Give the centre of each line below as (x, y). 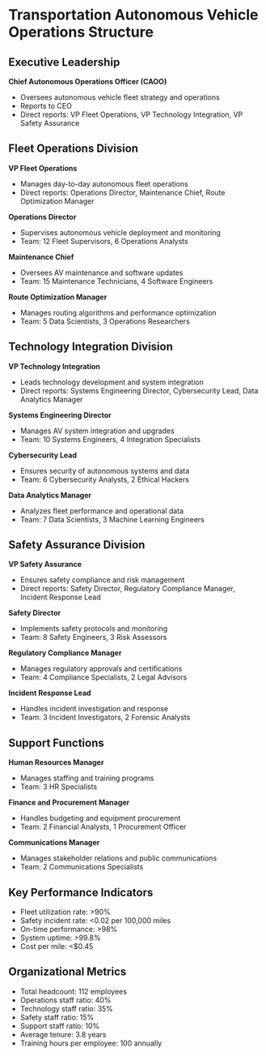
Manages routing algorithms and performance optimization (118, 312)
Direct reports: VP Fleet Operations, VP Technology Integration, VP (131, 114)
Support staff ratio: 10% (59, 1026)
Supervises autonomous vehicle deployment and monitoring (120, 232)
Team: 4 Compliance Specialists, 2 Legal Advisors (103, 677)
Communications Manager (54, 843)
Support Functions (57, 743)
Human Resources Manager (56, 762)
